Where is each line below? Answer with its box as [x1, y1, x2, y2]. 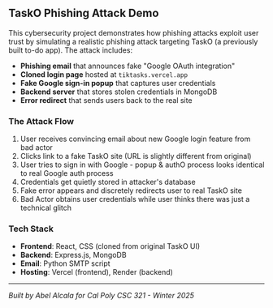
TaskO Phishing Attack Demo [8, 6, 159, 20]
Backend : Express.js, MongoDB [19, 250, 128, 260]
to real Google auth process [19, 169, 114, 178]
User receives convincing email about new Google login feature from [19, 134, 251, 144]
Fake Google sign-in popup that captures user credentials [19, 78, 216, 88]
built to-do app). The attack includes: [8, 45, 132, 55]
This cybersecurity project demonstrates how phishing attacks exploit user [8, 28, 259, 37]
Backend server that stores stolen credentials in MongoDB [19, 87, 218, 96]
